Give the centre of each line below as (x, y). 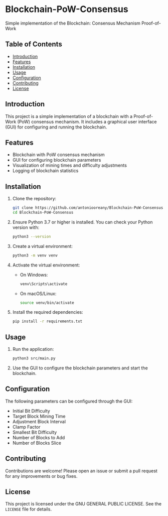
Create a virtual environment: (42, 246)
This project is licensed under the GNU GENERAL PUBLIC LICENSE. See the (83, 504)
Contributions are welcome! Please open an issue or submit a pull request (81, 471)
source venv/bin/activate (47, 303)
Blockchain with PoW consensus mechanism (59, 155)
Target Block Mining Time (39, 416)
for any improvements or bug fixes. (41, 476)
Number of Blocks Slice (37, 443)
